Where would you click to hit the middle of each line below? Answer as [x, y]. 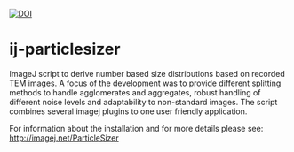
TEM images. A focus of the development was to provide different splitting [145, 83]
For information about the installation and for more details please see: [136, 128]
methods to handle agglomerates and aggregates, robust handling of [135, 92]
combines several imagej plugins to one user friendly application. [128, 111]
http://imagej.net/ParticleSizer [64, 138]
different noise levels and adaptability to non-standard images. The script [143, 102]
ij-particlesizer [65, 49]
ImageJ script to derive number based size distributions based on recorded [147, 73]
